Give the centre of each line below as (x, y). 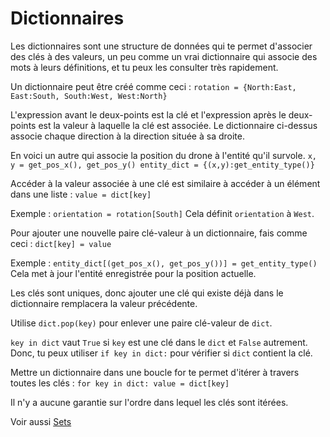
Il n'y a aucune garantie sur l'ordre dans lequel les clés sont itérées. (149, 402)
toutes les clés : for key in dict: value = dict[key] (120, 383)
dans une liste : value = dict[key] (81, 194)
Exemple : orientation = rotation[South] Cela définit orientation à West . (162, 213)
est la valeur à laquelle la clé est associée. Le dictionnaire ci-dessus (178, 125)
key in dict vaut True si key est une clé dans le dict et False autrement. (159, 342)
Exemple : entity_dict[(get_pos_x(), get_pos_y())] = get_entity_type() (164, 263)
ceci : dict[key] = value (61, 243)
